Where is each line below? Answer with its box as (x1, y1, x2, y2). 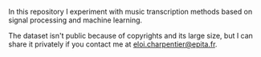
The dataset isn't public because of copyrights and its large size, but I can (8, 31, 253, 40)
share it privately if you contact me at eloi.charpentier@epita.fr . (8, 39, 218, 49)
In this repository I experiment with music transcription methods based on (8, 7, 253, 16)
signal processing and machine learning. (8, 15, 143, 25)
